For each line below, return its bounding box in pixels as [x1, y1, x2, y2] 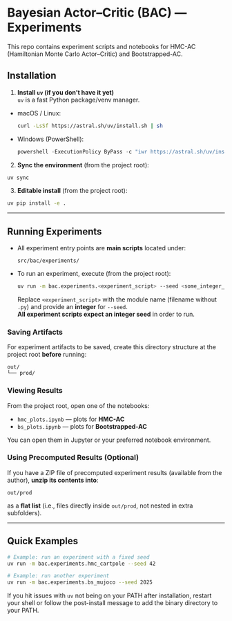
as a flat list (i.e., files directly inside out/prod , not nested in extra [7, 501, 193, 510]
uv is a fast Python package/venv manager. [17, 95, 140, 104]
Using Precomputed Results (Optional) [7, 453, 139, 463]
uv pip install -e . [7, 200, 67, 207]
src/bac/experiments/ [17, 257, 79, 264]
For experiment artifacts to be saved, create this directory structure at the [7, 343, 216, 351]
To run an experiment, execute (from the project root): [17, 270, 171, 278]
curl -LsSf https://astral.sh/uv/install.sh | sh [17, 122, 164, 129]
